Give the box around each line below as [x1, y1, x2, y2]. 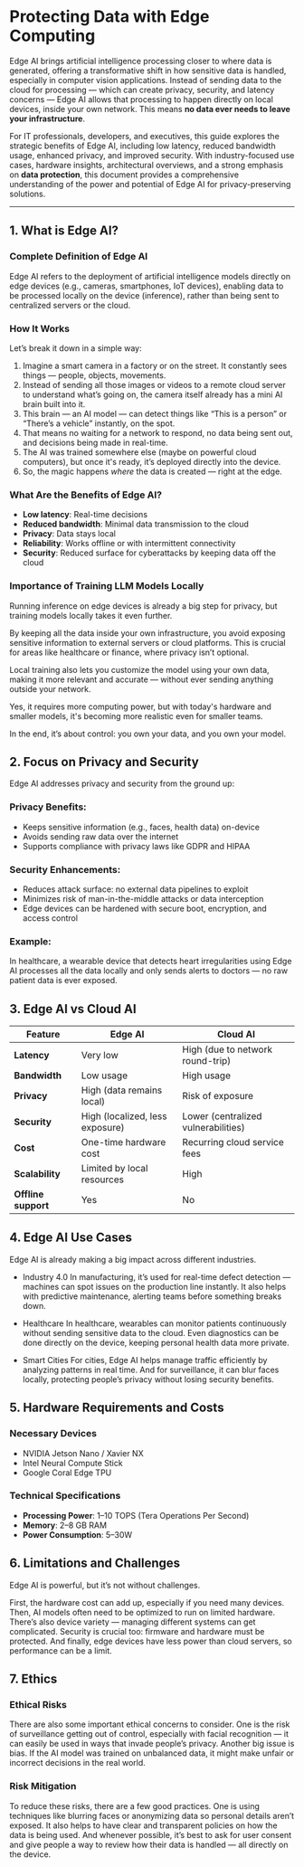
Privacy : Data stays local [22, 528, 116, 539]
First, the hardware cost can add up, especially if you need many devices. [9, 1597, 285, 1607]
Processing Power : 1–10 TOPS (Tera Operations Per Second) [22, 1510, 250, 1521]
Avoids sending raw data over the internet [22, 830, 179, 842]
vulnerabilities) [182, 1122, 246, 1134]
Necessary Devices [9, 1427, 98, 1440]
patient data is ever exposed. [9, 975, 118, 986]
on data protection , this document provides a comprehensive [9, 169, 240, 180]
